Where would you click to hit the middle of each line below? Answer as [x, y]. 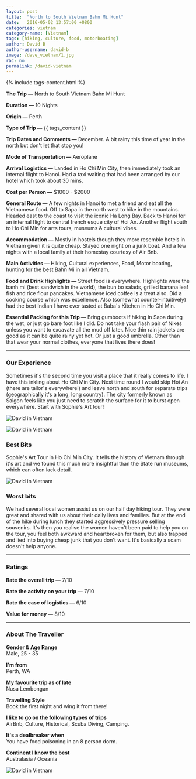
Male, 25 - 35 [22, 653]
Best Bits [19, 445]
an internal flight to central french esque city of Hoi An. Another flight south [97, 222]
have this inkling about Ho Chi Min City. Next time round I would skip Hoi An [97, 382]
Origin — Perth [24, 117]
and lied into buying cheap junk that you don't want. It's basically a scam [94, 540]
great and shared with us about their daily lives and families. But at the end [96, 515]
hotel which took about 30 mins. [45, 181]
